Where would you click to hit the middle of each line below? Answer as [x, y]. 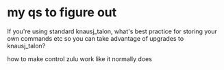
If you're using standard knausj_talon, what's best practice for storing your [112, 31]
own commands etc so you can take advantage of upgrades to [96, 38]
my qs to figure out [62, 13]
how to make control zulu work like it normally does [80, 58]
